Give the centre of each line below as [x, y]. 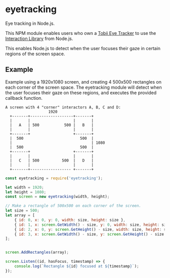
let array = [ [20, 215]
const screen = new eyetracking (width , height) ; [57, 197]
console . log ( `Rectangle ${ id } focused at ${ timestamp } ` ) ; [77, 266]
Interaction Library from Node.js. [39, 38]
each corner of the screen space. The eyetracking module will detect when [83, 87]
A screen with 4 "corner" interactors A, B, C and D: [63, 107]
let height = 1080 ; [26, 192]
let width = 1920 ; [25, 187]
